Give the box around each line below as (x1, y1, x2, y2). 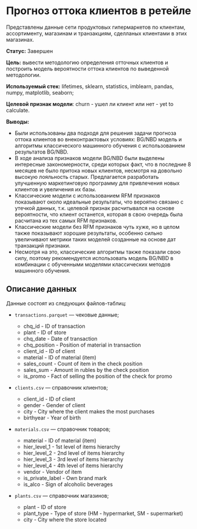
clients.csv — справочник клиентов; (14, 384, 108, 391)
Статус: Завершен (6, 47, 53, 54)
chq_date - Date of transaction (23, 335, 98, 342)
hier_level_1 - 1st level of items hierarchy (23, 443, 121, 450)
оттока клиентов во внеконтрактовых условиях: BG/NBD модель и (14, 135, 182, 142)
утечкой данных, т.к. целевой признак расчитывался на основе (14, 204, 175, 211)
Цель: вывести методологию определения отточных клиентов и (6, 59, 169, 66)
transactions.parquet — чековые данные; (14, 311, 119, 318)
